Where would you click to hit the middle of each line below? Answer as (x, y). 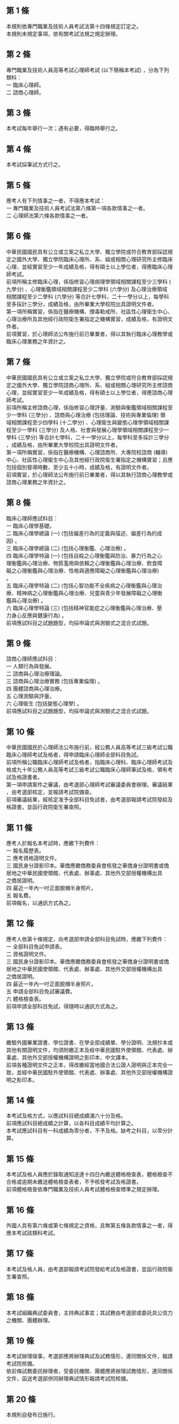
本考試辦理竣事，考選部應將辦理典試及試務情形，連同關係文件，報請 (89, 1356)
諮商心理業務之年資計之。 (37, 482)
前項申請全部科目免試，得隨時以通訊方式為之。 (63, 1006)
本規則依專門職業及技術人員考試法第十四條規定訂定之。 (74, 26)
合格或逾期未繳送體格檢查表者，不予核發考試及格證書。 (74, 1182)
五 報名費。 (20, 895)
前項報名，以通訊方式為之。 (40, 903)
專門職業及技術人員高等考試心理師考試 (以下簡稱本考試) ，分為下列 (88, 70)
